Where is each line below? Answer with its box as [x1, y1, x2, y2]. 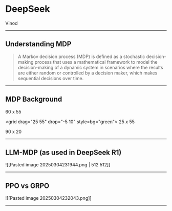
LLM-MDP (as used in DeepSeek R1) [5, 148, 122, 157]
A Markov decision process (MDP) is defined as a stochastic [17, 53, 145, 60]
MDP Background [5, 95, 62, 104]
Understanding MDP [5, 40, 72, 49]
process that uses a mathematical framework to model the [34, 59, 158, 65]
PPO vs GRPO [5, 181, 50, 190]
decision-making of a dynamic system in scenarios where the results [17, 64, 163, 70]
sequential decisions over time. [17, 75, 84, 81]
